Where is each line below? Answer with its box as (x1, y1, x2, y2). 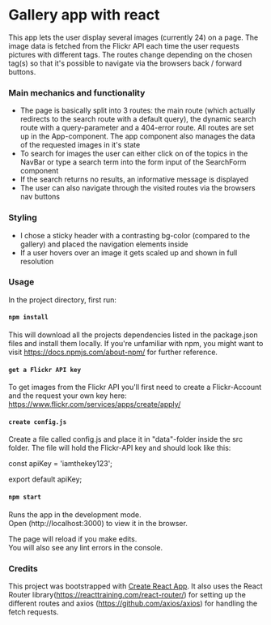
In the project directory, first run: (8, 294, 117, 305)
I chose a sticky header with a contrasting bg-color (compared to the (19, 230, 251, 240)
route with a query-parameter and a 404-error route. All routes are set (19, 123, 255, 133)
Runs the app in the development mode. (8, 509, 142, 520)
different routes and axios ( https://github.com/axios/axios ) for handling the (8, 598, 257, 608)
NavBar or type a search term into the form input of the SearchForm (19, 157, 247, 167)
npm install (8, 314, 49, 322)
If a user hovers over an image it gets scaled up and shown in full (19, 247, 238, 257)
